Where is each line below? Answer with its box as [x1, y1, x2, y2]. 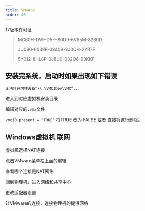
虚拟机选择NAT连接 [5, 147, 45, 153]
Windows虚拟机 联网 [5, 133, 70, 141]
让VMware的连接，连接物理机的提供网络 [5, 200, 89, 206]
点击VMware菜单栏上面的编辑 [5, 158, 67, 164]
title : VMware [5, 7, 35, 13]
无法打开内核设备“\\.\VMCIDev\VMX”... [5, 86, 80, 91]
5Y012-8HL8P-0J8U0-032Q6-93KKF [17, 56, 95, 62]
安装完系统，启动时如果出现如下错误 [5, 71, 117, 80]
